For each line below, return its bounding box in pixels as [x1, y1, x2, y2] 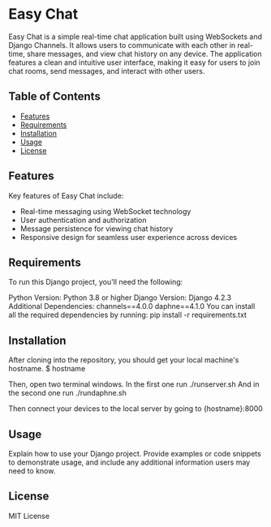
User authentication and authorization [19, 215, 148, 225]
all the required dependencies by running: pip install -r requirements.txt [8, 310, 247, 320]
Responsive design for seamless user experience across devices [19, 232, 238, 242]
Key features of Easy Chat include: [8, 191, 124, 200]
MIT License [8, 511, 50, 521]
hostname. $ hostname [8, 364, 86, 374]
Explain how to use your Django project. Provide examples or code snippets [8, 449, 261, 458]
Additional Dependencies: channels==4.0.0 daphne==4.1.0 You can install [8, 302, 256, 311]
